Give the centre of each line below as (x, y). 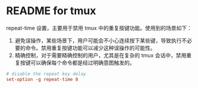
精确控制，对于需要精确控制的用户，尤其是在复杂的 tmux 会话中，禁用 (100, 55)
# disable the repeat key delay (46, 74)
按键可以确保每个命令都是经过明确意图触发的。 (77, 63)
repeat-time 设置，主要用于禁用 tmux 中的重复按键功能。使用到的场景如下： (99, 28)
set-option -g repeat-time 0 (42, 79)
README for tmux (51, 11)
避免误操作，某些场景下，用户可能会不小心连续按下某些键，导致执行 (98, 40)
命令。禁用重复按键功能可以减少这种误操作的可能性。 (90, 48)
